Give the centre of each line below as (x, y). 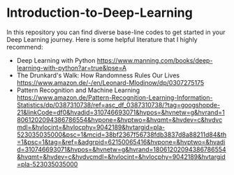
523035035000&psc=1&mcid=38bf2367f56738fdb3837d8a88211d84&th (122, 135)
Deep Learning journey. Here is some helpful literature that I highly (102, 39)
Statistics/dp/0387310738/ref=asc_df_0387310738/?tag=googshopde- (118, 105)
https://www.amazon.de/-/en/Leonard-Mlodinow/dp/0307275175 (110, 82)
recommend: (25, 47)
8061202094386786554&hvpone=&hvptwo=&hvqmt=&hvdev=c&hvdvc (119, 119)
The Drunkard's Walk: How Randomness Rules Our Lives (98, 75)
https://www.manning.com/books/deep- (155, 60)
